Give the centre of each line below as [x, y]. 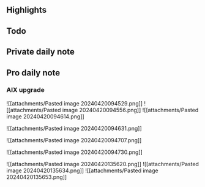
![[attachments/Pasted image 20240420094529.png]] [74, 103]
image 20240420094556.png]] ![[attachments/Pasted [130, 110]
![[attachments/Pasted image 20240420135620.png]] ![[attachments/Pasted [102, 164]
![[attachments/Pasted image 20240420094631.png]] [74, 128]
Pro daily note [33, 73]
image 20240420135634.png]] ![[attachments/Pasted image [82, 170]
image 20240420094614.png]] [45, 116]
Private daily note [41, 52]
